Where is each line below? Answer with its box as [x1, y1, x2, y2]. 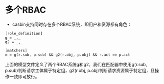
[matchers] [5, 48, 27, 53]
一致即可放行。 [9, 73, 40, 79]
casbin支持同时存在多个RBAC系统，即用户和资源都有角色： [12, 21, 132, 27]
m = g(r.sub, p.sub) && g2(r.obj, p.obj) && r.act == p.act [5, 52, 131, 57]
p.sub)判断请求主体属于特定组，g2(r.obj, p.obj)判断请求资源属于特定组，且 [5, 67, 155, 73]
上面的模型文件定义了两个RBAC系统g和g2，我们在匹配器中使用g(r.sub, [5, 61, 147, 67]
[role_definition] [5, 31, 43, 36]
